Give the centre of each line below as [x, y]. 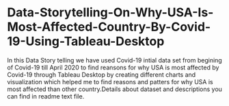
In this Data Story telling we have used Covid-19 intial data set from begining [114, 60]
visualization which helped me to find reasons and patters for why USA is [110, 82]
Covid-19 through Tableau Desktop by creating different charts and [102, 74]
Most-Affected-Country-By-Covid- [109, 27]
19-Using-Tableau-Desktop [86, 41]
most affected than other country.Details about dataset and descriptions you [114, 89]
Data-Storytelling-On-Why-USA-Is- [110, 13]
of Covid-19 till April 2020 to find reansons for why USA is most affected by [113, 67]
